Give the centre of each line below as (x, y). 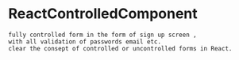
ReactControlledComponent (103, 14)
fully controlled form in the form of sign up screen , (102, 35)
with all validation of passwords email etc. (85, 41)
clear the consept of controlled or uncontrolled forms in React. (120, 48)
